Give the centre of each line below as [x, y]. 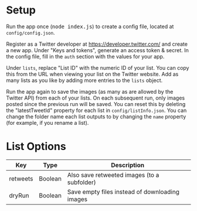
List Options [36, 147]
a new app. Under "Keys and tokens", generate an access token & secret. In [97, 50]
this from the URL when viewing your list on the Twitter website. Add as [92, 74]
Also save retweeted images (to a [113, 175]
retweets [21, 178]
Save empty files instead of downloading [123, 192]
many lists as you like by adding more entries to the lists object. [84, 80]
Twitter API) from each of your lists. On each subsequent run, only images [96, 98]
